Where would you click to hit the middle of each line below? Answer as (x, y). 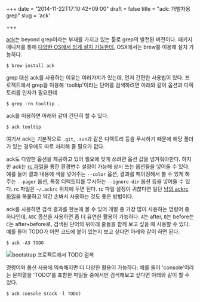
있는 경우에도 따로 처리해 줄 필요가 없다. (59, 146)
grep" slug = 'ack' (28, 16)
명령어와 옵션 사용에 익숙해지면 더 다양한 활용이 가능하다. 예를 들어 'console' (96, 267)
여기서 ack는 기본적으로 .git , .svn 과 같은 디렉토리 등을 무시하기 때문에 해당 (95, 139)
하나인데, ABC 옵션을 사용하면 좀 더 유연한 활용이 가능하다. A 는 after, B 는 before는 (100, 216)
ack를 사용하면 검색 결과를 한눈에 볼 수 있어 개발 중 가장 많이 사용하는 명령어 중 (98, 209)
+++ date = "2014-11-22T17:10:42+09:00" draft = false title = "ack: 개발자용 (99, 9)
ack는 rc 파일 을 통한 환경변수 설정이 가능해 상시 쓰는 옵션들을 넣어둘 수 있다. (101, 167)
